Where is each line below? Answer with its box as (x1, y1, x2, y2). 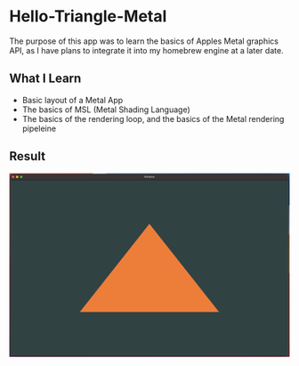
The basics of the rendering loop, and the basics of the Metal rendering (21, 113, 285, 124)
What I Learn (9, 71, 82, 86)
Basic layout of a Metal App (21, 94, 124, 105)
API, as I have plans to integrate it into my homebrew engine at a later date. (9, 45, 284, 55)
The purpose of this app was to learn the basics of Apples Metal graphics (9, 36, 279, 46)
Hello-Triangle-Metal (9, 6, 167, 27)
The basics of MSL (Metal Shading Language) (21, 104, 190, 115)
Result (9, 149, 46, 164)
